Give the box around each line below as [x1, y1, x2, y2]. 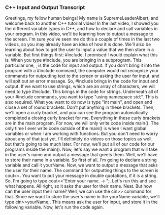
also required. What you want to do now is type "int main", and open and [5, 99, 153, 105]
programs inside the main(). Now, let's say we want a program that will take [5, 146, 158, 152]
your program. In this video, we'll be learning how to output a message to [5, 31, 154, 37]
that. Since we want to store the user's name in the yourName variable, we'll [5, 194, 160, 200]
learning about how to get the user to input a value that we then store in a [5, 46, 154, 53]
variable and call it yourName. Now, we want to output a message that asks [5, 162, 158, 168]
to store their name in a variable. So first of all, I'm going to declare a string [5, 157, 157, 163]
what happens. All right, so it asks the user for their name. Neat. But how [5, 183, 153, 189]
